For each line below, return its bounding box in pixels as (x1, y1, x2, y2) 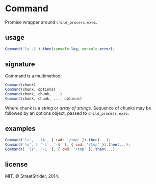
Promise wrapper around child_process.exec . (5, 19, 97, 25)
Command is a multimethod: (5, 73, 62, 79)
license (5, 160, 28, 168)
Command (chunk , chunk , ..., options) (5, 96, 82, 101)
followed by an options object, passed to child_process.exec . (5, 110, 129, 116)
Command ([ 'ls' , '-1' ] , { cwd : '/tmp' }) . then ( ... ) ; (5, 147, 118, 152)
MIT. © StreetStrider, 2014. (5, 173, 60, 179)
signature (5, 60, 35, 69)
